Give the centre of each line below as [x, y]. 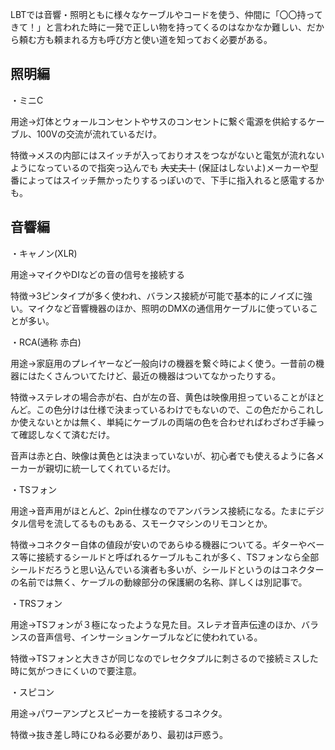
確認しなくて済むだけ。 [66, 434]
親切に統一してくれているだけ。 [110, 468]
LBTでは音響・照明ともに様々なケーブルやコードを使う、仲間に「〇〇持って [166, 14]
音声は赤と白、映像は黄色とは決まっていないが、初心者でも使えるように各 [163, 455]
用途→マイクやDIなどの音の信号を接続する [97, 274]
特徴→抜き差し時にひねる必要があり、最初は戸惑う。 [119, 734]
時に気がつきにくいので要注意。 [76, 670]
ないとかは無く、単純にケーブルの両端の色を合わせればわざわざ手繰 [176, 422]
